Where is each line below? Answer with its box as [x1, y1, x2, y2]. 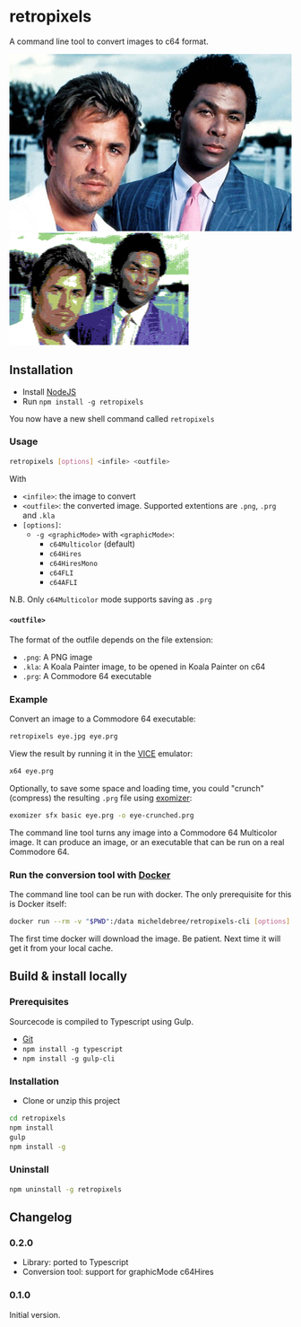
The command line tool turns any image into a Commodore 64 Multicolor [9, 827, 278, 838]
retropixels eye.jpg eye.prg [9, 732, 118, 741]
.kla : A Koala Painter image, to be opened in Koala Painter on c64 [21, 661, 266, 672]
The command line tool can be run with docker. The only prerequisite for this [9, 889, 292, 900]
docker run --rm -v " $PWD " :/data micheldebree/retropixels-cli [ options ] [9, 917, 291, 926]
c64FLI [48, 568, 74, 578]
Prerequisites [9, 996, 69, 1008]
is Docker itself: [9, 899, 67, 910]
